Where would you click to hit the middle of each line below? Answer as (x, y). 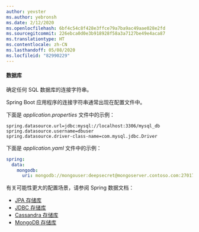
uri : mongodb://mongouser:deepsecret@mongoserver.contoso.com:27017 (108, 176)
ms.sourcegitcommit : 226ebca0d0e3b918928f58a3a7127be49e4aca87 (86, 34)
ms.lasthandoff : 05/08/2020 (41, 50)
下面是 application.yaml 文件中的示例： (54, 148)
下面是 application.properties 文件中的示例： (61, 115)
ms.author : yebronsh (32, 17)
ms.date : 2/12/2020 (30, 22)
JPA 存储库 (28, 200)
